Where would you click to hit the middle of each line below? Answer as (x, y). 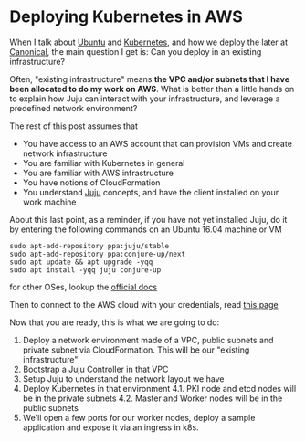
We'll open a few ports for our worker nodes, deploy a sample (139, 417)
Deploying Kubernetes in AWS (126, 17)
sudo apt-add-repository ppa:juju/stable (89, 246)
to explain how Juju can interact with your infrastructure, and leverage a (145, 99)
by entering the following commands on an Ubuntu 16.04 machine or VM (146, 229)
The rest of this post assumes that (74, 126)
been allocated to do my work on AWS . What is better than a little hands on (152, 89)
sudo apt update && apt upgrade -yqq (81, 262)
